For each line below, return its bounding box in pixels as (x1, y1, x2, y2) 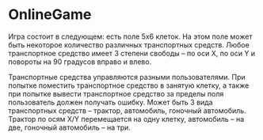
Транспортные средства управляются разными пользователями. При (8, 72, 246, 81)
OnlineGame (8, 6, 92, 24)
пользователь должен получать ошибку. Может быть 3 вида (8, 97, 213, 107)
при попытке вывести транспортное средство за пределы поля (8, 89, 224, 98)
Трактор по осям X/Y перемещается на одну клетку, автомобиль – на (8, 114, 245, 123)
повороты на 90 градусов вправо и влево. (8, 57, 152, 66)
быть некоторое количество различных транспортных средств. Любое (8, 40, 250, 49)
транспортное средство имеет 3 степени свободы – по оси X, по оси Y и (8, 48, 256, 58)
